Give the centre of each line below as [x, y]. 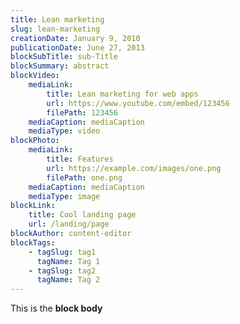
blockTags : [33, 242]
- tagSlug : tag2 [62, 271]
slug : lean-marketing [55, 29]
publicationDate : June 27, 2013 [77, 47]
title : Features [80, 159]
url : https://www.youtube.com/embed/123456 [138, 103]
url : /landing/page [69, 224]
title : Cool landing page [82, 215]
